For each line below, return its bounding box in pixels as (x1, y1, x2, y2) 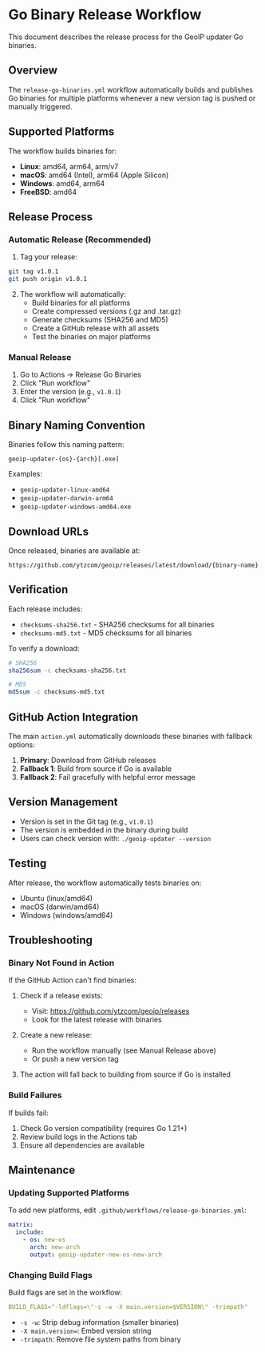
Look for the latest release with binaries (31, 1015, 162, 1025)
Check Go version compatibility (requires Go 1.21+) (19, 1123, 188, 1133)
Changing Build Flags (8, 1269, 93, 1280)
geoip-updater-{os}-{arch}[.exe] (8, 455, 120, 464)
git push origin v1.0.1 (8, 275, 88, 283)
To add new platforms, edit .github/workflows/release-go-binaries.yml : (8, 1205, 247, 1215)
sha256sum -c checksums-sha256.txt (8, 666, 127, 674)
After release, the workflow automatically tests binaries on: (8, 878, 202, 887)
